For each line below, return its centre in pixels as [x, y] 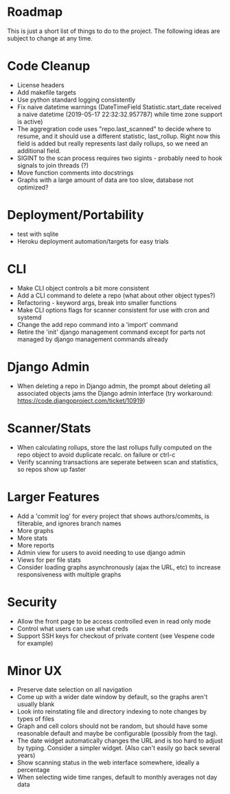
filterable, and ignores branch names [69, 523]
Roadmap [35, 12]
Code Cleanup [49, 66]
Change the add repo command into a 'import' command [97, 324]
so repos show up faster [51, 469]
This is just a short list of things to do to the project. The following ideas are [114, 31]
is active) [30, 122]
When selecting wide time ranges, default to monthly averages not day [117, 778]
